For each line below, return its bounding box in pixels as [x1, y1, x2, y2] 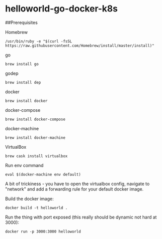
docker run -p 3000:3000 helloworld [5, 229, 81, 234]
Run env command [5, 162, 44, 168]
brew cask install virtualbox [5, 153, 68, 159]
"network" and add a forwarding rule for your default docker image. [5, 186, 144, 192]
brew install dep [5, 80, 41, 85]
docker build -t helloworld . [5, 205, 68, 210]
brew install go [5, 61, 39, 66]
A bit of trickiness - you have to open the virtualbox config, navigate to [5, 181, 150, 187]
